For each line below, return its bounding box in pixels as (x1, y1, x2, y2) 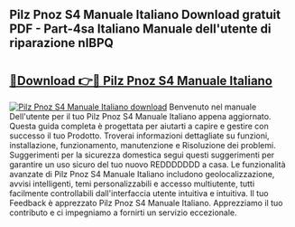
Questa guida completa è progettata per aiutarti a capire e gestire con (9, 121, 269, 131)
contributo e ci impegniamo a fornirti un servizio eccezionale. (9, 207, 237, 218)
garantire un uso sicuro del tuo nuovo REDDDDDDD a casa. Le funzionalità (9, 159, 286, 170)
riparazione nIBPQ (9, 35, 115, 51)
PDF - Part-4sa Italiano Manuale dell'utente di (9, 22, 272, 37)
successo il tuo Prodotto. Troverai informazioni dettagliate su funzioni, (9, 130, 270, 141)
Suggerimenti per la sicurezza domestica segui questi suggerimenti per (9, 149, 275, 160)
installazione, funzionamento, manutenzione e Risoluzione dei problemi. (9, 140, 277, 150)
